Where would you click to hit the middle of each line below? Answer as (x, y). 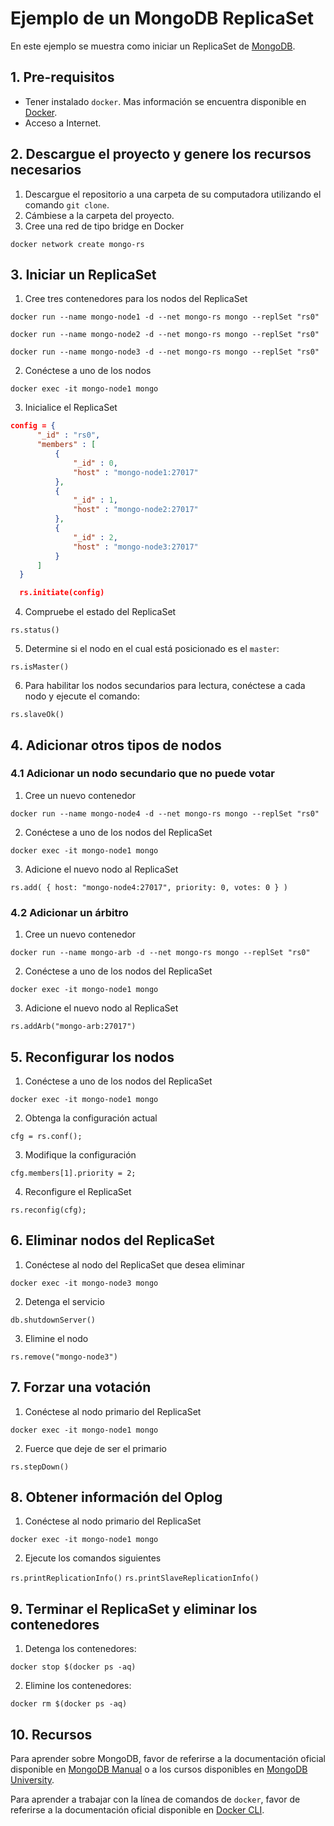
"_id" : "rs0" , (68, 435)
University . (32, 1779)
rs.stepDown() (40, 1467)
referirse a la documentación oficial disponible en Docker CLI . (137, 1809)
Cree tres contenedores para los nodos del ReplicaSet (136, 299)
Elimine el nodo (56, 1338)
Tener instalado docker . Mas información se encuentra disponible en (165, 101)
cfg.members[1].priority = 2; (73, 1173)
